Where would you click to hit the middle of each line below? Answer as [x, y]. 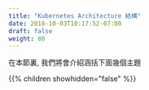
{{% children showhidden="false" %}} [72, 79]
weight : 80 [27, 39]
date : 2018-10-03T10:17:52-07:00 [65, 24]
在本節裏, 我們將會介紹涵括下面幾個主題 [74, 62]
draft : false [31, 31]
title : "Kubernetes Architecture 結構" [75, 16]
